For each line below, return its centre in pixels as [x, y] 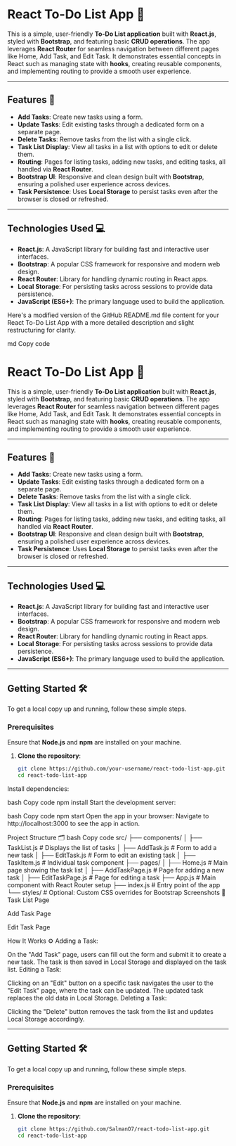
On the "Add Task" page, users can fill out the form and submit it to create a [117, 954]
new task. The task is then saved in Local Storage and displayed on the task [117, 962]
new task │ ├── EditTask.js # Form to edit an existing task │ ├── [101, 855]
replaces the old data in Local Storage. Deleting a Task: [87, 998]
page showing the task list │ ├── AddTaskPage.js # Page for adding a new [116, 870]
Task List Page [28, 900]
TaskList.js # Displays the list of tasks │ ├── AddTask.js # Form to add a [112, 847]
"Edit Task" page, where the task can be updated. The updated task [105, 990]
